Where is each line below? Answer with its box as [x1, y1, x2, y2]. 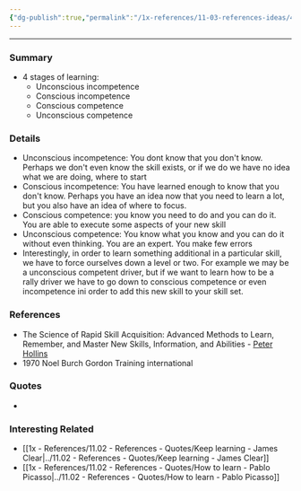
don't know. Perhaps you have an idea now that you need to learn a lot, [21, 190, 285, 202]
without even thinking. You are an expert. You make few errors [21, 239, 253, 250]
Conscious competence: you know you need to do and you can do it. [21, 210, 277, 221]
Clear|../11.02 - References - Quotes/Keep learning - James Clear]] [21, 452, 270, 463]
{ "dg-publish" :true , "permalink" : [9, 13, 134, 22]
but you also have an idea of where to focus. [21, 200, 187, 211]
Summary [9, 51, 54, 64]
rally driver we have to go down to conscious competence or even [21, 276, 267, 287]
